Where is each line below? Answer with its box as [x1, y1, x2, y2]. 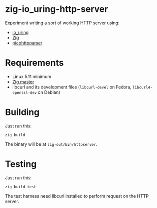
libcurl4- [132, 85, 153, 90]
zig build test [5, 184, 36, 189]
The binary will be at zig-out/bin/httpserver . [5, 141, 97, 147]
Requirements [5, 57, 64, 69]
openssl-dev [12, 90, 37, 95]
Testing [5, 159, 37, 169]
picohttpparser [12, 40, 43, 45]
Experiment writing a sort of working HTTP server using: [5, 20, 120, 26]
